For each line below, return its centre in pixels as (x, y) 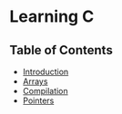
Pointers (38, 100)
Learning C (52, 17)
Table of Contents (61, 50)
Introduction (46, 71)
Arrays (35, 81)
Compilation (45, 91)
